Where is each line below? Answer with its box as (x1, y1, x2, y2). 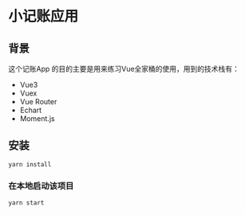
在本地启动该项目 (8, 180, 74, 191)
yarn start (8, 199, 45, 207)
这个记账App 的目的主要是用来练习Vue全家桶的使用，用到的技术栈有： (8, 64, 239, 73)
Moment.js (19, 114, 55, 123)
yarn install (8, 160, 52, 168)
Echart (19, 105, 42, 115)
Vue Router (19, 97, 57, 106)
